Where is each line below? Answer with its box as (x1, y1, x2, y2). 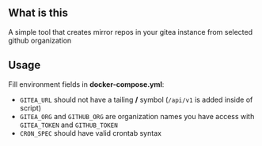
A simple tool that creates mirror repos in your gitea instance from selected (8, 27, 253, 36)
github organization (8, 36, 72, 45)
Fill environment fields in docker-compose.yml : (8, 79, 165, 89)
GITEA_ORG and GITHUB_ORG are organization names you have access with (19, 111, 255, 121)
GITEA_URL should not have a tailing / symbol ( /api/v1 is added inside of (19, 95, 253, 104)
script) (19, 103, 42, 113)
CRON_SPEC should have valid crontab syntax (19, 128, 162, 137)
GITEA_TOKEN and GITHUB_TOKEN (19, 120, 119, 129)
